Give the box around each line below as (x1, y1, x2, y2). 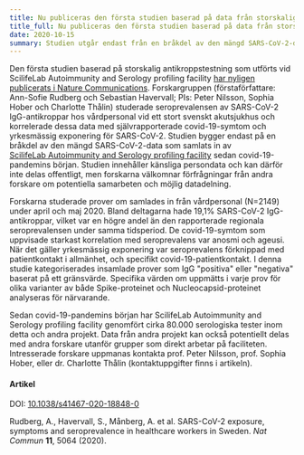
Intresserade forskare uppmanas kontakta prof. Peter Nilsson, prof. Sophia (9, 348, 287, 359)
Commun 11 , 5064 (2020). (9, 435, 107, 446)
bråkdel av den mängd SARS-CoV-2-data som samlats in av (9, 140, 233, 151)
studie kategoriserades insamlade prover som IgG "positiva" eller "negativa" (9, 263, 294, 274)
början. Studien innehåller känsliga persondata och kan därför (52, 159, 283, 170)
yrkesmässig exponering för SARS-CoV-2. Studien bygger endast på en (9, 130, 276, 141)
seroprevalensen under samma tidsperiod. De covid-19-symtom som (9, 225, 266, 236)
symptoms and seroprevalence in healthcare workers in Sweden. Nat (9, 426, 267, 437)
